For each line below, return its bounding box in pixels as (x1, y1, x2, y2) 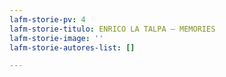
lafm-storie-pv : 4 (9, 14, 86, 25)
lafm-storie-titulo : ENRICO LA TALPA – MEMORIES (9, 24, 216, 34)
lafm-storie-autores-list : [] (9, 42, 136, 53)
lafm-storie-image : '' (9, 33, 104, 43)
